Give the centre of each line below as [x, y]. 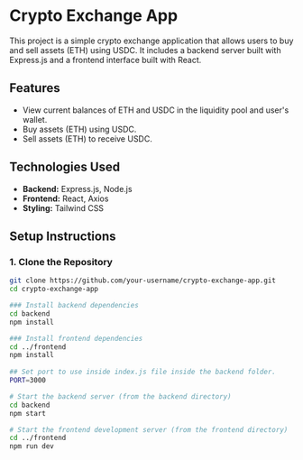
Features [35, 88]
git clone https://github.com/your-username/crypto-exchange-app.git [143, 281]
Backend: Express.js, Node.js [77, 189]
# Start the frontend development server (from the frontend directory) [149, 429]
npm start [28, 413]
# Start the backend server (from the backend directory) [120, 396]
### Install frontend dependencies [76, 338]
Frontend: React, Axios [65, 198]
